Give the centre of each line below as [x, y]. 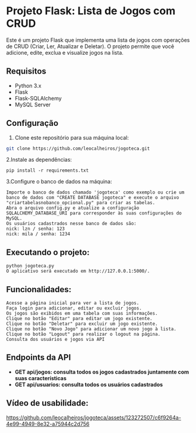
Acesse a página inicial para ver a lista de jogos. [73, 303]
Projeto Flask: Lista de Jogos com [91, 11]
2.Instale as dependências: [39, 160]
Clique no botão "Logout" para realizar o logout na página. [83, 334]
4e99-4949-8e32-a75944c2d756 [48, 423]
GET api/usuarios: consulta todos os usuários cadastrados [89, 384]
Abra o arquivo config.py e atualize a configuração [73, 208]
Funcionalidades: [39, 289]
